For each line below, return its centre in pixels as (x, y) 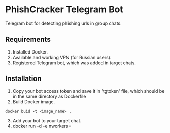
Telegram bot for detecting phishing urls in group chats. (63, 23)
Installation (23, 79)
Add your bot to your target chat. (47, 120)
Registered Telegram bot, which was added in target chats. (74, 63)
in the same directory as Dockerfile (49, 96)
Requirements (28, 39)
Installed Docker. (30, 51)
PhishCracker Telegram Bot (64, 9)
